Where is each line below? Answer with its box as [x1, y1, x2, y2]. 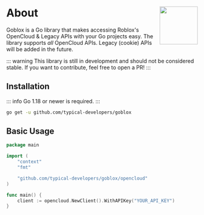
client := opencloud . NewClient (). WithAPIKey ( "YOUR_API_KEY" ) [17, 197, 175, 203]
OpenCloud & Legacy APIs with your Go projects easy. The [6, 32, 154, 39]
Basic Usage [6, 126, 55, 137]
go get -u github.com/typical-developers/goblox [6, 109, 132, 115]
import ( [6, 153, 29, 159]
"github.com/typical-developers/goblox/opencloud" [17, 175, 148, 182]
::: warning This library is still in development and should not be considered [6, 57, 194, 64]
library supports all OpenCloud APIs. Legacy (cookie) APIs [6, 39, 152, 46]
